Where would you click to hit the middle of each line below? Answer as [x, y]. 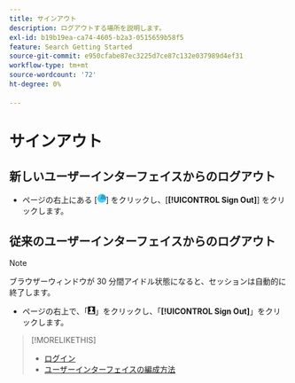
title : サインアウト [43, 19]
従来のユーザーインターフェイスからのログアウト [143, 242]
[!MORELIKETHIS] [63, 340]
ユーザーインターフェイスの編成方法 [110, 370]
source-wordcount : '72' [53, 75]
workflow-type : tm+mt [49, 66]
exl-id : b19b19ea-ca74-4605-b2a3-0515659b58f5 [97, 37]
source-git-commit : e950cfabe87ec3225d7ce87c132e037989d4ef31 [126, 56]
